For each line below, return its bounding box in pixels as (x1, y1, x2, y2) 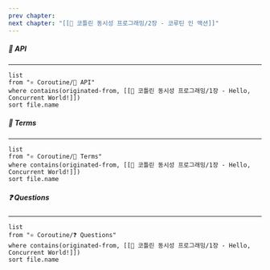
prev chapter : (8, 11, 56, 20)
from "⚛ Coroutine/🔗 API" (8, 79, 95, 87)
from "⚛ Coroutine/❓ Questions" (8, 232, 117, 240)
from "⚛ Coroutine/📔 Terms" (8, 153, 103, 161)
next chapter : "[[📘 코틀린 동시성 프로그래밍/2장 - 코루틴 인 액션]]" (8, 19, 219, 27)
